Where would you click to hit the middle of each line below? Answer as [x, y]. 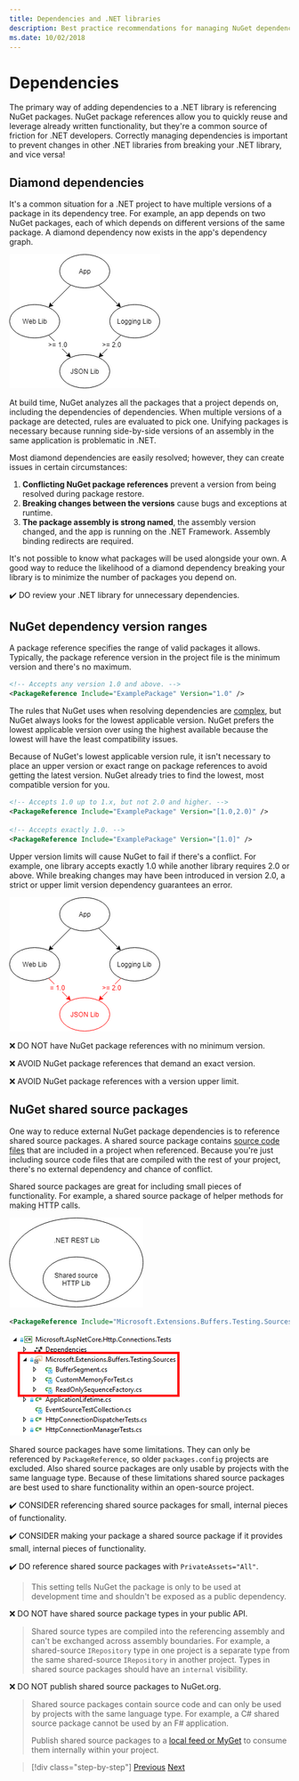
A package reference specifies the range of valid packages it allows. [135, 648]
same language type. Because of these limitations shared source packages [147, 1477]
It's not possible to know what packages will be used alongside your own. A [148, 559]
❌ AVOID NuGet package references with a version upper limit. [124, 1081]
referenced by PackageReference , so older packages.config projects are [139, 1459]
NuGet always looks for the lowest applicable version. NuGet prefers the [141, 720]
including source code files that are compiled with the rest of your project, [145, 1159]
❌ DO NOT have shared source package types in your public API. [129, 1613]
